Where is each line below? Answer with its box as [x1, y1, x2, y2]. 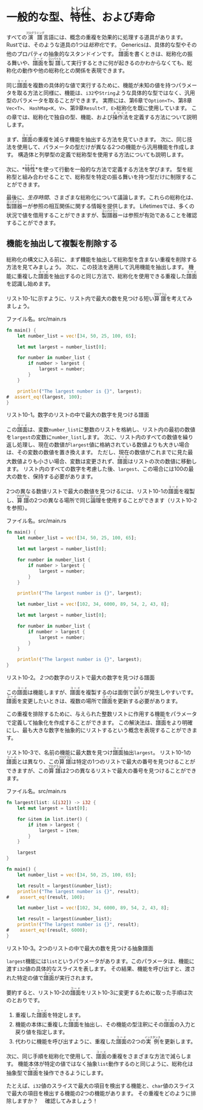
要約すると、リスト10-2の [6, 989, 71, 996]
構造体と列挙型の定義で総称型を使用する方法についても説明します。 [18, 151, 187, 158]
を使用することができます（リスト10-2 [101, 497, 197, 504]
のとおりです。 [6, 996, 44, 1003]
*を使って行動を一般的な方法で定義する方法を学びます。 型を [35, 165, 188, 173]
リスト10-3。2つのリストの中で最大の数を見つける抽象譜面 [6, 945, 153, 952]
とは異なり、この [17, 758, 59, 765]
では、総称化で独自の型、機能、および [16, 113, 113, 121]
